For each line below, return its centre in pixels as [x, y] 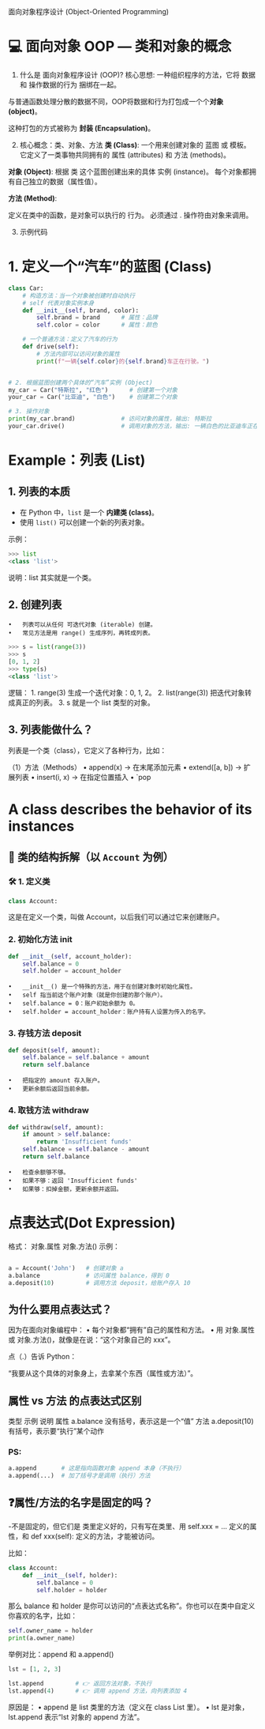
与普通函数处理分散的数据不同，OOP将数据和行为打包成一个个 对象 [116, 101]
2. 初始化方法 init [40, 940]
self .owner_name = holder [50, 1631]
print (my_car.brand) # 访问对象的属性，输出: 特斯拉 [110, 419]
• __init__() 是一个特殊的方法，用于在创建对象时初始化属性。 [102, 987]
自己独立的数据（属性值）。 [58, 181]
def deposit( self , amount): [54, 1050]
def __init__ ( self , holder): [70, 1575]
